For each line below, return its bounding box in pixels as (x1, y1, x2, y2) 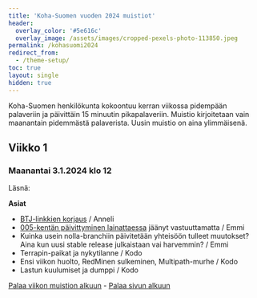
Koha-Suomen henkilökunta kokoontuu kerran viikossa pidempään (8, 101, 227, 111)
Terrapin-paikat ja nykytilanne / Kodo (19, 248, 143, 258)
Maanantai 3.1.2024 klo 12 (8, 165, 112, 176)
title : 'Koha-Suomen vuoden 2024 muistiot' (8, 11, 156, 20)
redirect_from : (8, 49, 59, 57)
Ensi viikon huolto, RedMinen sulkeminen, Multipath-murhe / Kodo (19, 257, 239, 267)
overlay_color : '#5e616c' (15, 26, 102, 34)
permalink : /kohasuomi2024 (8, 42, 98, 50)
